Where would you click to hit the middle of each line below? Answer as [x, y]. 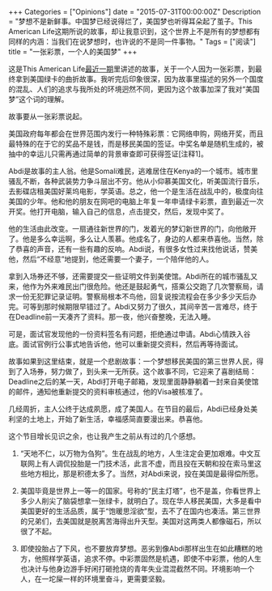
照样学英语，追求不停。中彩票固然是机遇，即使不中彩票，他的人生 [151, 559]
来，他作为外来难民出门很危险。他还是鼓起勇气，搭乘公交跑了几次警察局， [132, 286]
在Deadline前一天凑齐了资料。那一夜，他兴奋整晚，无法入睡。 [112, 317]
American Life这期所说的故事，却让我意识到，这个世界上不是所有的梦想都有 [134, 31]
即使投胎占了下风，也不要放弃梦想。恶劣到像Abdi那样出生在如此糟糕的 [138, 548]
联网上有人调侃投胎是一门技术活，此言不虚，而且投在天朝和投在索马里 [137, 463]
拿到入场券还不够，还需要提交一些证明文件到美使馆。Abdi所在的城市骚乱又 [133, 276]
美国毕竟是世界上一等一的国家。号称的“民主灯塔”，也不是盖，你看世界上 [140, 491]
